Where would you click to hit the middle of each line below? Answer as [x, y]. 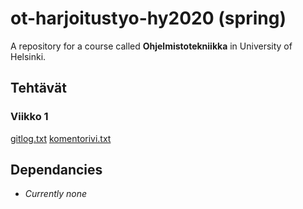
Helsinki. [28, 56]
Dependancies [56, 170]
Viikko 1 [29, 117]
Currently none [56, 194]
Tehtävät [38, 88]
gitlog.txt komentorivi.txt [61, 138]
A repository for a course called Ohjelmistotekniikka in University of [151, 46]
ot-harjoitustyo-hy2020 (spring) [148, 18]
